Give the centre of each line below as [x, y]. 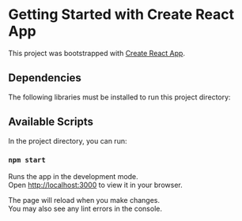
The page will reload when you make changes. [84, 200]
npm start [27, 160]
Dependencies [45, 78]
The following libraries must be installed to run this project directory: [119, 97]
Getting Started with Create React [121, 15]
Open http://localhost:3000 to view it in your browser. [96, 185]
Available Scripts [51, 122]
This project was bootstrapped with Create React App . [97, 53]
